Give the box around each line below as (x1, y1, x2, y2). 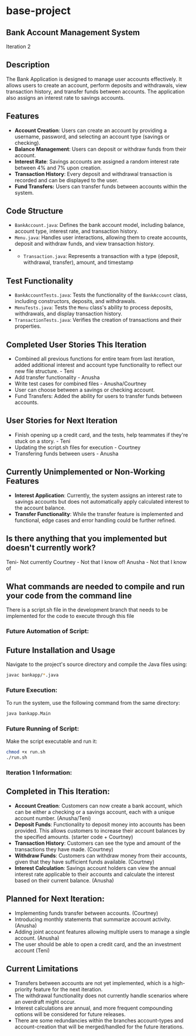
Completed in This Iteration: (6, 787, 110, 797)
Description (6, 60, 50, 70)
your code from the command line (6, 590, 132, 600)
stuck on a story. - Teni (14, 437, 71, 444)
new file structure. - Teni (14, 368, 74, 375)
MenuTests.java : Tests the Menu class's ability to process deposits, (14, 304, 173, 311)
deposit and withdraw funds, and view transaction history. (14, 240, 155, 247)
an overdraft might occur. (14, 998, 76, 1005)
